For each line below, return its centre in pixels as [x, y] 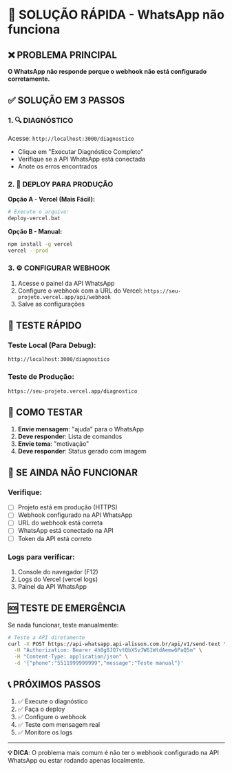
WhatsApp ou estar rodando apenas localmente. [76, 760]
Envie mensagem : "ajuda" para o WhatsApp [81, 429]
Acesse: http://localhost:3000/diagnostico [71, 138]
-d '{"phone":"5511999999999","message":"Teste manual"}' [99, 663]
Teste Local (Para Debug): [52, 345]
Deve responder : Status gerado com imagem [82, 451]
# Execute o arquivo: [39, 212]
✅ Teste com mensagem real [59, 724]
